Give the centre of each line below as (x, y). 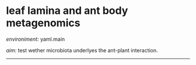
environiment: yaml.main (36, 39)
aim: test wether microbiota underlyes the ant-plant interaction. (82, 50)
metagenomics (43, 23)
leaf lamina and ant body (67, 11)
